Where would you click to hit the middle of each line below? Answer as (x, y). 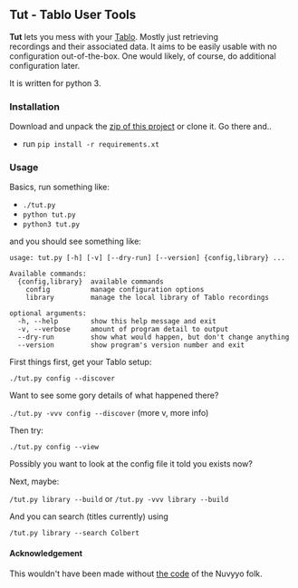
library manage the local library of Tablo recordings (148, 298)
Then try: (26, 430)
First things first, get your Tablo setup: (81, 362)
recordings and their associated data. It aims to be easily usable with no (144, 46)
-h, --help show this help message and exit (117, 322)
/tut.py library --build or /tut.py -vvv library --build (119, 499)
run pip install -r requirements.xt (91, 144)
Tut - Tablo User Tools (73, 15)
